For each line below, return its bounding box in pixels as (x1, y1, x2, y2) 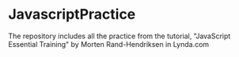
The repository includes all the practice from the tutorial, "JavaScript (8, 31, 231, 41)
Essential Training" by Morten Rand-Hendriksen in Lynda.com (8, 39, 210, 48)
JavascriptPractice (8, 5, 136, 23)
